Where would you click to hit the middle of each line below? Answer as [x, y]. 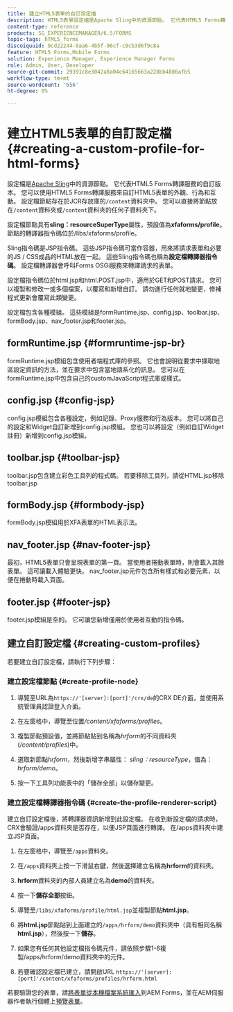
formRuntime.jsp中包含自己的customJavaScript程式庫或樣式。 [96, 378]
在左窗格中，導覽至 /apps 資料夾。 [64, 851]
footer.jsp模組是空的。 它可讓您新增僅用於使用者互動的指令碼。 [97, 620]
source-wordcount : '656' [43, 85]
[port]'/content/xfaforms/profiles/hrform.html [87, 979]
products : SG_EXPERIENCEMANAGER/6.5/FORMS [69, 33]
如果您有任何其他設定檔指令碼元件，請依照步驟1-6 [89, 948]
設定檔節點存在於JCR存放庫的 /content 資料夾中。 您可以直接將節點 [116, 201]
